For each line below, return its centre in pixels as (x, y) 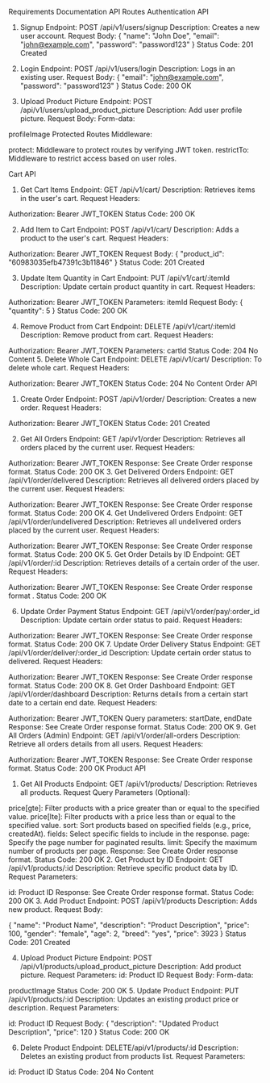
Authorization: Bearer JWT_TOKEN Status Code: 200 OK (102, 214)
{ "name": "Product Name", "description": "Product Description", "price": (129, 925)
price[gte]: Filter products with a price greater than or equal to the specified (134, 808)
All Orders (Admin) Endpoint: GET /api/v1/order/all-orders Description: (125, 735)
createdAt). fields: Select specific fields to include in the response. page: (129, 834)
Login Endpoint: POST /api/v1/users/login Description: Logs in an (127, 69)
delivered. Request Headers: (56, 661)
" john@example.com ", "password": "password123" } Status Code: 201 (137, 44)
